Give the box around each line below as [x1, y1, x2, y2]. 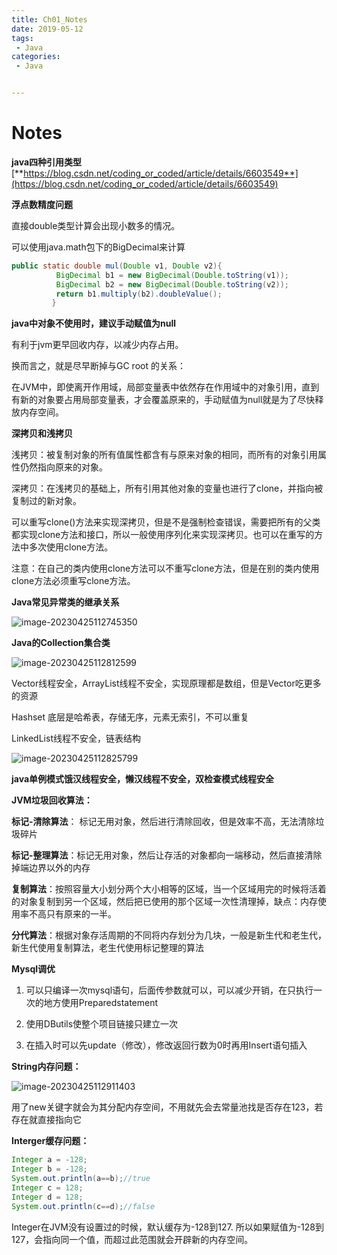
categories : [11, 52, 61, 62]
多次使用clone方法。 [28, 541, 114, 553]
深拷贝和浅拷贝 [11, 427, 73, 440]
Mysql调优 [11, 963, 56, 975]
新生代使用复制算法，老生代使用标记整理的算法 [11, 942, 204, 954]
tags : [11, 33, 34, 43]
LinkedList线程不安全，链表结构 [11, 732, 141, 745]
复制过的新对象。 [11, 495, 82, 507]
